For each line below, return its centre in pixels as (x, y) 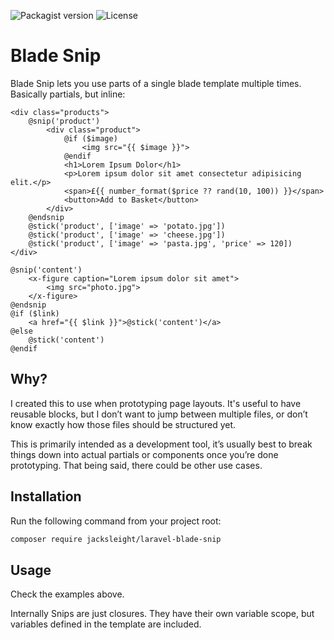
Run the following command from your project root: (116, 521)
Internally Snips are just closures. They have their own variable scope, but (162, 614)
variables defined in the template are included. (106, 624)
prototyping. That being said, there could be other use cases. (136, 465)
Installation (46, 496)
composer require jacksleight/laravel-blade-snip (116, 539)
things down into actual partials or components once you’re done (144, 454)
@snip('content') (46, 270)
